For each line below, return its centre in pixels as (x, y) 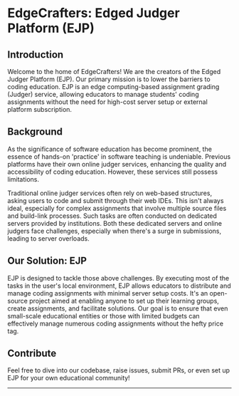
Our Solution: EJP (47, 261)
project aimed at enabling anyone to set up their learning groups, (124, 301)
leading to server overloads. (49, 238)
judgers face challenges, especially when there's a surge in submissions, (115, 231)
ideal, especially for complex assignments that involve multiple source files (117, 208)
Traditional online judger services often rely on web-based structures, (110, 193)
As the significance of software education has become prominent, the (110, 149)
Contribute (32, 354)
